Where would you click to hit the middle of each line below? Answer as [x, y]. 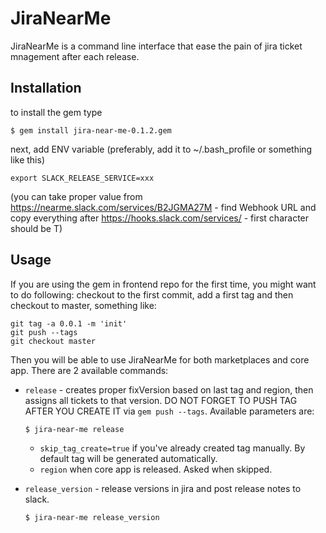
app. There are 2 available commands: [89, 370]
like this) [27, 159]
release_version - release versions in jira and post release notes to [163, 488]
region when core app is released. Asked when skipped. [156, 469]
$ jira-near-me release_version [92, 517]
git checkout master [53, 341]
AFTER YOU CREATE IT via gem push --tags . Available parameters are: [169, 411]
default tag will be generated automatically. [128, 458]
